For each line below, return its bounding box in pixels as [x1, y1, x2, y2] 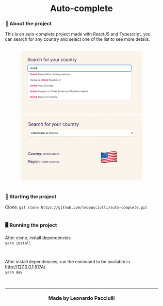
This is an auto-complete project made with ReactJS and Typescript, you [5, 31, 151, 37]
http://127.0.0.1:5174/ [5, 264, 46, 270]
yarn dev [5, 270, 23, 274]
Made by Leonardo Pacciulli [48, 295, 115, 302]
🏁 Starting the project [5, 193, 57, 200]
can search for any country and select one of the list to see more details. [5, 36, 150, 42]
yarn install [5, 241, 32, 245]
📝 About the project [5, 20, 52, 27]
